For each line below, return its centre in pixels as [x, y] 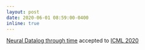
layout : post [23, 12]
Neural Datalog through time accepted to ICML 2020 [72, 41]
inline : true [23, 23]
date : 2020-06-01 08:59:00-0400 [47, 18]
